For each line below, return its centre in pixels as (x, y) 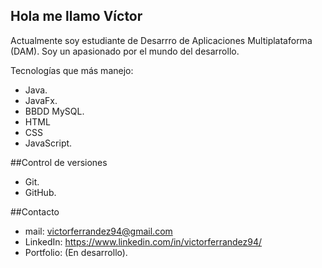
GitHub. (40, 192)
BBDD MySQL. (54, 111)
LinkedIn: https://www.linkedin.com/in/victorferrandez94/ (143, 241)
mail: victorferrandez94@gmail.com (98, 231)
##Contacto (35, 211)
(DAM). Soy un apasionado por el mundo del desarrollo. (125, 51)
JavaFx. (41, 100)
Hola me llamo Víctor (76, 16)
